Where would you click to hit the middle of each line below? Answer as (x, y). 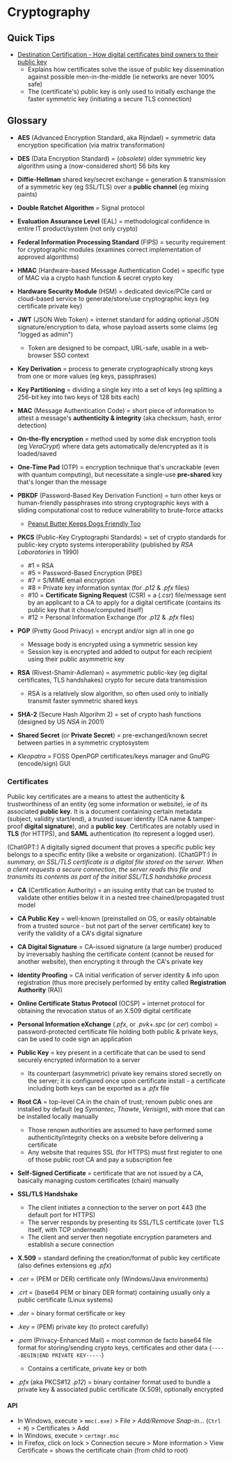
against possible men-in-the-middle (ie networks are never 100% (121, 77)
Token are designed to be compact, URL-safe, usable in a (110, 347)
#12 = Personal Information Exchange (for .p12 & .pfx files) (111, 617)
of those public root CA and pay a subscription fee (100, 1159)
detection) (32, 425)
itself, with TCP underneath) (68, 1230)
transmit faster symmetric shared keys (83, 701)
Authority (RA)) (40, 990)
